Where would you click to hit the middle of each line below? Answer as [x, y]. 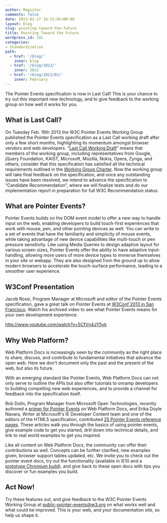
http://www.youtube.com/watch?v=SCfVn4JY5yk [56, 325]
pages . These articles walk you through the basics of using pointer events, [82, 425]
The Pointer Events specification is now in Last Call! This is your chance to [82, 93]
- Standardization [24, 47]
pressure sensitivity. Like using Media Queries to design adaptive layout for [82, 245]
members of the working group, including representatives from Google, [78, 153]
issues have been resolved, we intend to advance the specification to [76, 180]
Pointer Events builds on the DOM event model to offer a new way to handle [83, 218]
